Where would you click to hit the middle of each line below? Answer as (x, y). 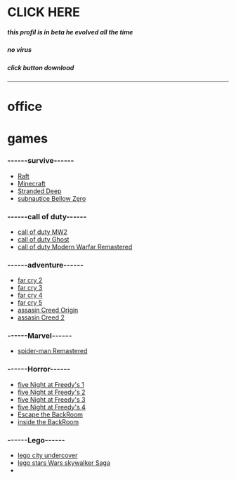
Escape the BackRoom (50, 414)
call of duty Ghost (43, 239)
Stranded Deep (39, 191)
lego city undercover (47, 455)
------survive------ (41, 161)
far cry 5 (30, 303)
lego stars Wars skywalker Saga (64, 463)
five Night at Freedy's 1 (51, 384)
